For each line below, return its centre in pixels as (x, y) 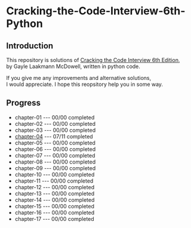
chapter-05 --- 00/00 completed (55, 143)
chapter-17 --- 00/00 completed (54, 218)
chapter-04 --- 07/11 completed (54, 136)
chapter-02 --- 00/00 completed (55, 124)
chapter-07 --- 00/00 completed (55, 155)
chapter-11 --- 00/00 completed (54, 181)
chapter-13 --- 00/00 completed (55, 193)
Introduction (30, 46)
